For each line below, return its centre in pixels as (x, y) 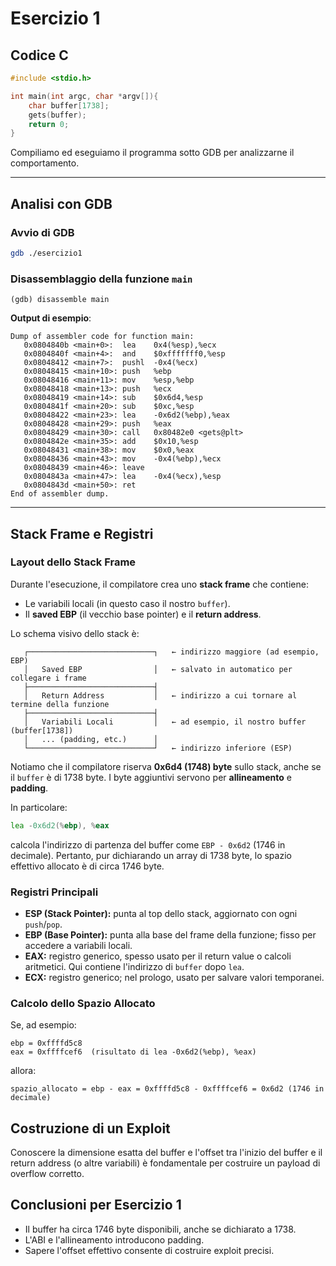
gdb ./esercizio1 (46, 253)
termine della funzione (60, 704)
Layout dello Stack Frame (73, 562)
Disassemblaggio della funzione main (101, 279)
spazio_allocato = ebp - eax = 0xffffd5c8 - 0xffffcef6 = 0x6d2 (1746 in (167, 1089)
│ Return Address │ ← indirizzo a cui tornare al (160, 695)
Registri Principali (54, 892)
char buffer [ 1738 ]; (69, 105)
